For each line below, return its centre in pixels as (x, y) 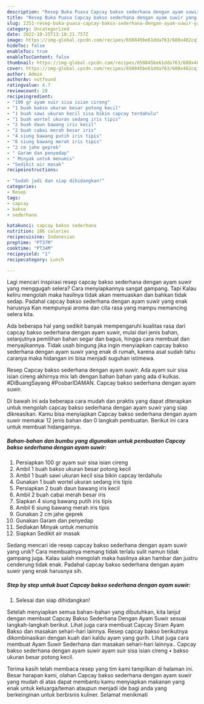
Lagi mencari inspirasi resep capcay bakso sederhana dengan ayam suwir (100, 282)
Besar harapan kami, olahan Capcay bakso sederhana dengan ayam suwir (100, 675)
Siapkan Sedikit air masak (48, 533)
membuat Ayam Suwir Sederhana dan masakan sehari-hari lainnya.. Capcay (101, 645)
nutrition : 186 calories (38, 231)
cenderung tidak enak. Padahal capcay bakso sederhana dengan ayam (95, 564)
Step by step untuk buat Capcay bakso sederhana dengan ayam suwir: (99, 585)
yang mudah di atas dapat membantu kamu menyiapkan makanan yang (96, 682)
